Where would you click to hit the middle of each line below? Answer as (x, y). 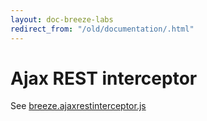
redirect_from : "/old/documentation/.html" (102, 29)
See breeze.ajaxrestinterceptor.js (78, 106)
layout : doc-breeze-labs (62, 19)
